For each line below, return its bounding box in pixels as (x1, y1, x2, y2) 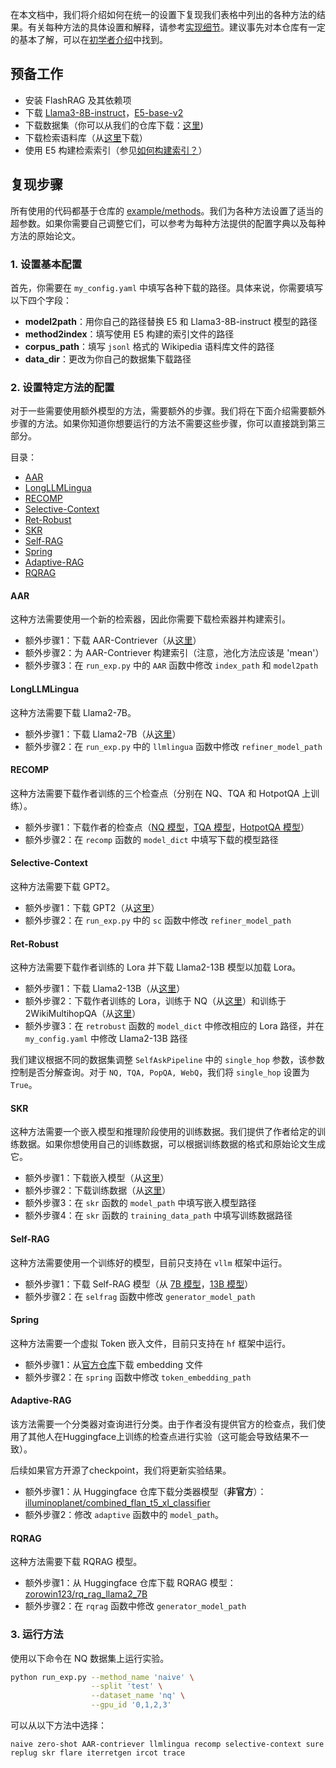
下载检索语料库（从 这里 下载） (24, 131, 148, 143)
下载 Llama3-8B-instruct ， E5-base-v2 (24, 106, 184, 118)
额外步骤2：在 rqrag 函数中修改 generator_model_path (24, 1600, 247, 1612)
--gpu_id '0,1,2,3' (90, 1700, 172, 1710)
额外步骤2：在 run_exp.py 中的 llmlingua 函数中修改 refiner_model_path (24, 740, 323, 752)
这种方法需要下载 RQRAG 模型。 (10, 1556, 143, 1568)
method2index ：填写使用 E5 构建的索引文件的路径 (24, 328, 235, 340)
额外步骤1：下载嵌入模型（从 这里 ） (24, 1172, 170, 1184)
